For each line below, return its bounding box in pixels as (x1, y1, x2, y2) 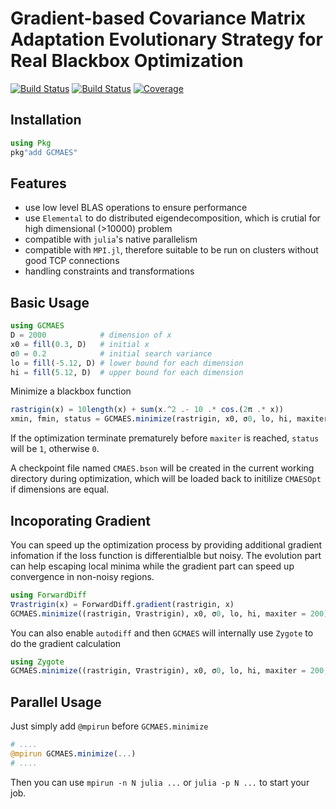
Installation (10, 112, 82, 129)
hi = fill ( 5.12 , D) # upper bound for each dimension (10, 367, 244, 377)
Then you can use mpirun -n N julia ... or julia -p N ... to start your (10, 776, 310, 788)
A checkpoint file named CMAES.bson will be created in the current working (10, 462, 315, 474)
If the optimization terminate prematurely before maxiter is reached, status (10, 432, 320, 444)
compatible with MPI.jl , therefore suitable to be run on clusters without (24, 244, 319, 256)
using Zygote (10, 657, 65, 667)
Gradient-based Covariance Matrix (10, 7, 307, 30)
